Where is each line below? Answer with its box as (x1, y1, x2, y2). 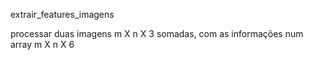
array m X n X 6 (10, 39, 75, 50)
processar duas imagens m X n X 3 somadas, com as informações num (10, 28, 304, 39)
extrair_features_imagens (10, 9, 115, 20)
